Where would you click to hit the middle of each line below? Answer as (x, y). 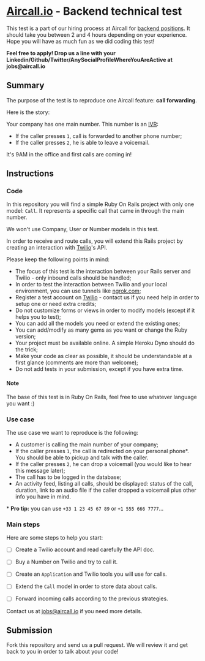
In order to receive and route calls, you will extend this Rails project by (95, 241)
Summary (25, 86)
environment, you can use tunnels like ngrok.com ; (78, 291)
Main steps (23, 524)
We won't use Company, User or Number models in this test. (83, 229)
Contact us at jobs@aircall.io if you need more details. (74, 611)
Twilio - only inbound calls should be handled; (73, 278)
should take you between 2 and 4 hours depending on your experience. (97, 34)
